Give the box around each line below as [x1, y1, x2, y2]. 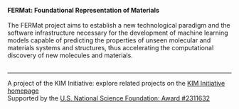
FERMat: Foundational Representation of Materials [7, 6, 160, 14]
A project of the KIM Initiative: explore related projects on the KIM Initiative [7, 79, 225, 87]
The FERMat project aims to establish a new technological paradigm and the [7, 21, 230, 29]
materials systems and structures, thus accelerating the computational [7, 44, 214, 52]
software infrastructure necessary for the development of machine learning [7, 28, 229, 37]
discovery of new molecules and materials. [7, 51, 133, 59]
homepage [7, 86, 39, 95]
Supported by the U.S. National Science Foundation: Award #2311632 [7, 94, 211, 102]
